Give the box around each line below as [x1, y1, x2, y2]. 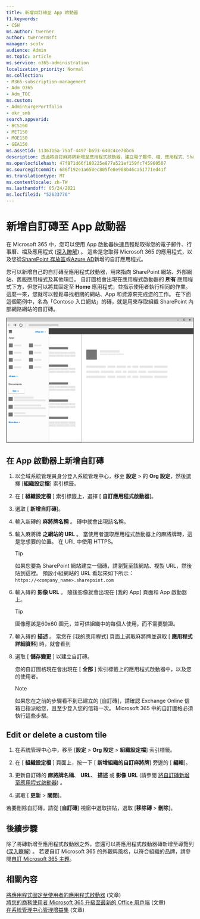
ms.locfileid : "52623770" [6, 192, 70, 198]
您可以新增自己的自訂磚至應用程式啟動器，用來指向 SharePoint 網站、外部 [6, 268, 187, 275]
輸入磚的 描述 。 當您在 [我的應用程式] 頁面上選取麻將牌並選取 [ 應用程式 [14, 633, 193, 640]
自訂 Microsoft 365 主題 [11, 855, 70, 862]
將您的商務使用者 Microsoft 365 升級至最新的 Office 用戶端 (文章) [6, 899, 166, 906]
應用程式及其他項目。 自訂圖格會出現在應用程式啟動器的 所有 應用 [26, 276, 188, 283]
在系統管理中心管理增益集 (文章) [6, 906, 85, 913]
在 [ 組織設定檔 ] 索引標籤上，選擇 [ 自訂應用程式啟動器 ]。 [14, 493, 157, 500]
